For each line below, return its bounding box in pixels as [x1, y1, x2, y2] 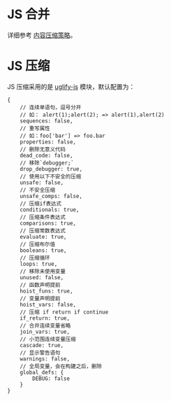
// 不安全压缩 [20, 186, 56, 193]
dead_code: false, [20, 152, 73, 159]
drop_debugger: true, [20, 165, 82, 172]
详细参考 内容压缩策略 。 [7, 31, 77, 39]
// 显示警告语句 [20, 349, 61, 356]
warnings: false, [20, 355, 70, 363]
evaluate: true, [20, 233, 68, 240]
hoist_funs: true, [20, 288, 73, 295]
